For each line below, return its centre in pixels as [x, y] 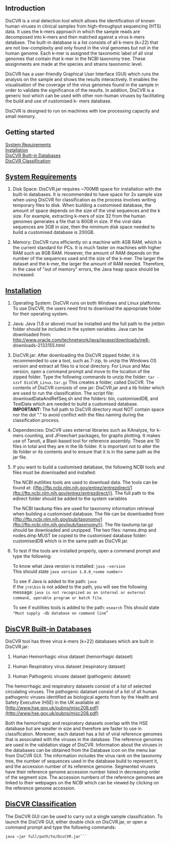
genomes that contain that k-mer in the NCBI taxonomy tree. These [75, 59]
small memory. [21, 116]
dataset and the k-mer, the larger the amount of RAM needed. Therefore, [89, 264]
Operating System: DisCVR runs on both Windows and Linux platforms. [87, 303]
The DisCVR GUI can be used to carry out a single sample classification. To [84, 816]
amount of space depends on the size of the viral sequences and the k [87, 210]
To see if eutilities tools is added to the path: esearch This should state [86, 608]
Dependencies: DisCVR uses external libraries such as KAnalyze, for [84, 430]
